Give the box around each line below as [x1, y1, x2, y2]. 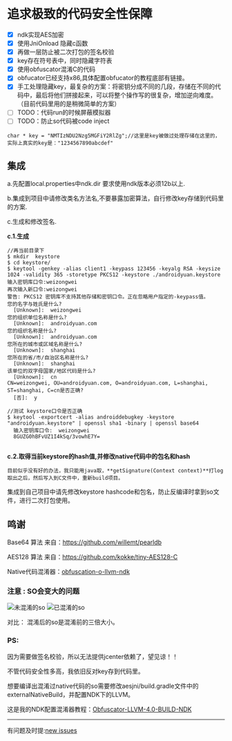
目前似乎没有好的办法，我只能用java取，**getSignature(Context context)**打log [7, 468, 224, 474]
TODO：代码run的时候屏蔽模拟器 [17, 108, 111, 117]
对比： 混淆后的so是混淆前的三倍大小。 [7, 618, 119, 626]
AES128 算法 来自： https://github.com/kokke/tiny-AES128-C [7, 553, 178, 561]
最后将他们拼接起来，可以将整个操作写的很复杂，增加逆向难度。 [35, 91, 217, 99]
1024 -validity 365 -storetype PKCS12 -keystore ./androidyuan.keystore [7, 271, 221, 278]
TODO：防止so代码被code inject [17, 117, 110, 125]
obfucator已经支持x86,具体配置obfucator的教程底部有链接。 [17, 74, 188, 82]
